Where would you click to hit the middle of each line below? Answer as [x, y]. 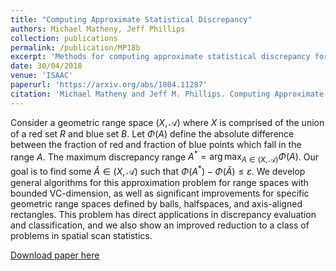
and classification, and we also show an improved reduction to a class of [160, 225]
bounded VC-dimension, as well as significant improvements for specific [160, 193]
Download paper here [55, 255]
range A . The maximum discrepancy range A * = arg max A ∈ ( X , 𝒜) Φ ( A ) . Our [165, 157]
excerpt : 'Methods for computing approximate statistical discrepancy [160, 57]
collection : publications [64, 38]
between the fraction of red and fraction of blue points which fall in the [156, 144]
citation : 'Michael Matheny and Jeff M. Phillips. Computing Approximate [167, 94]
